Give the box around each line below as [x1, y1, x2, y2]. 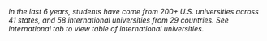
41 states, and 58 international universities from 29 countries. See [8, 15, 230, 25]
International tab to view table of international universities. [8, 24, 205, 33]
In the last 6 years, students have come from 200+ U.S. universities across [8, 7, 260, 16]
